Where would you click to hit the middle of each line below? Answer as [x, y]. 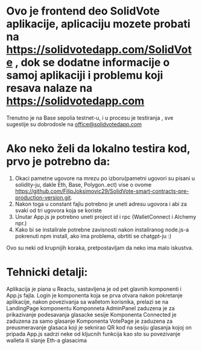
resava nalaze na [49, 88]
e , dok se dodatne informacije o [88, 63]
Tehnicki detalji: [47, 272]
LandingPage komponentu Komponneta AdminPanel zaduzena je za [90, 308]
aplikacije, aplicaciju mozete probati [99, 24]
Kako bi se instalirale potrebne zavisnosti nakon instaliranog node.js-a [102, 229]
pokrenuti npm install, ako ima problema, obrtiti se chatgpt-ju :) [93, 236]
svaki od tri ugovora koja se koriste [58, 210]
